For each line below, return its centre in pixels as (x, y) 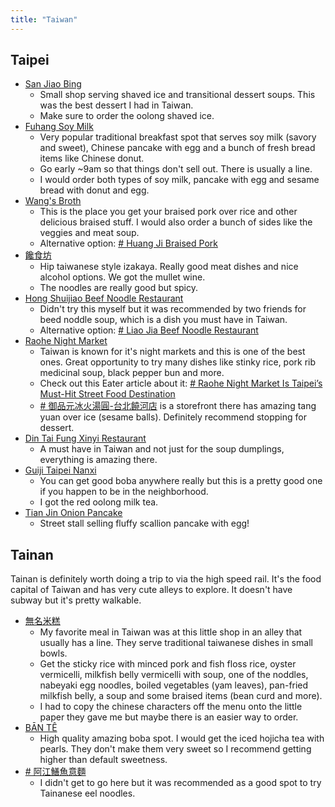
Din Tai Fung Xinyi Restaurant (85, 438)
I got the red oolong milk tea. (99, 502)
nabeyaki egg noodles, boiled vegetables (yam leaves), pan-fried (174, 685)
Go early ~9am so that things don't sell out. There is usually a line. (176, 169)
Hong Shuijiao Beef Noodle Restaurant (104, 298)
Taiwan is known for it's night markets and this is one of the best (172, 352)
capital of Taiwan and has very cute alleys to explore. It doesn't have (151, 590)
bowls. (53, 653)
